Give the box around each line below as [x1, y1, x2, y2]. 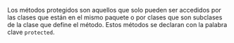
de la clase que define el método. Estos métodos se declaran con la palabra [7, 21, 228, 28]
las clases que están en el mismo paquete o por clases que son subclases [7, 13, 223, 21]
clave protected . [7, 28, 55, 36]
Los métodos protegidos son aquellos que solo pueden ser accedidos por [7, 6, 222, 14]
